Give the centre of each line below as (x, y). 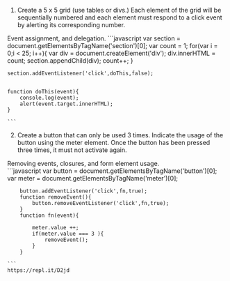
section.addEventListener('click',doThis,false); (81, 73)
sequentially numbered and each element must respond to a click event (120, 17)
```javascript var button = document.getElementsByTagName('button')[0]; (112, 171)
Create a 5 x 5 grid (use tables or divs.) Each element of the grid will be (119, 10)
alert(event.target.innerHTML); (66, 104)
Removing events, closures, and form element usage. (83, 164)
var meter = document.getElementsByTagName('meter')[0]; (93, 178)
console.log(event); (49, 98)
